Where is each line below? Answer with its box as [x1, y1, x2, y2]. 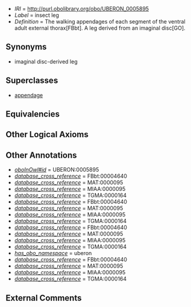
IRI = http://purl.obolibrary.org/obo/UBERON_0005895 [14, 5, 149, 12]
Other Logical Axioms [5, 129, 89, 140]
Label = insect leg [14, 11, 60, 19]
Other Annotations [5, 150, 77, 160]
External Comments [5, 292, 82, 303]
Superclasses [5, 76, 58, 86]
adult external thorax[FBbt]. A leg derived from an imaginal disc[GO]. [14, 24, 186, 31]
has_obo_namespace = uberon [14, 250, 92, 257]
